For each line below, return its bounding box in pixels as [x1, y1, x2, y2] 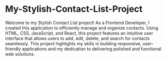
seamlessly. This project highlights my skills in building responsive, [5, 40, 142, 46]
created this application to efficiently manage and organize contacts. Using [5, 25, 159, 30]
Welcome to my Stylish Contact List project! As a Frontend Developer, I [5, 20, 150, 26]
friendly [5, 46, 21, 52]
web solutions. [5, 51, 35, 57]
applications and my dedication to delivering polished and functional [22, 46, 162, 52]
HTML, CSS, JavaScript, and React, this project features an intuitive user [5, 30, 154, 36]
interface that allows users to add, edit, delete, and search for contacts [5, 35, 150, 41]
